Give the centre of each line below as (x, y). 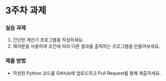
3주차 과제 (26, 11)
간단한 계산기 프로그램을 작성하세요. (48, 40)
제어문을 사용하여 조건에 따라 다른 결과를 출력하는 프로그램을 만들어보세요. (86, 46)
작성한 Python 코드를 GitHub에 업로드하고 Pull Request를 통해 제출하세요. (87, 73)
